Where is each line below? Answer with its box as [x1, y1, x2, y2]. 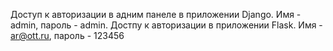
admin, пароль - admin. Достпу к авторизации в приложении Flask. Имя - [10, 19, 323, 31]
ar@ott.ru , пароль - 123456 [10, 30, 125, 41]
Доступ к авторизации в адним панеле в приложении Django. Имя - [10, 9, 302, 20]
